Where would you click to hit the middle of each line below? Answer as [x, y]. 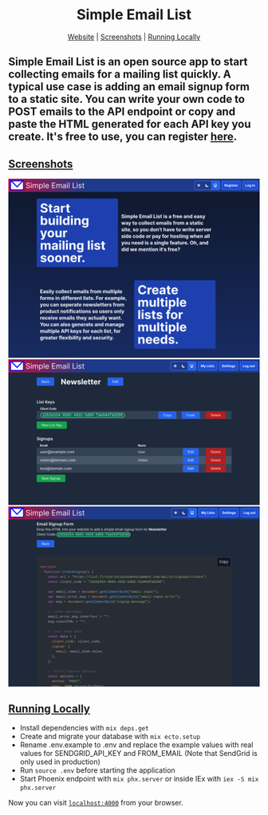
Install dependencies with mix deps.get [84, 728]
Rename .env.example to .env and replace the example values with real [136, 745]
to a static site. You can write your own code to [127, 99]
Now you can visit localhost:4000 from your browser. [96, 803]
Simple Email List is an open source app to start [128, 62]
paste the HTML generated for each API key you [130, 124]
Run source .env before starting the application [97, 770]
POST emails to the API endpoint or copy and [122, 112]
